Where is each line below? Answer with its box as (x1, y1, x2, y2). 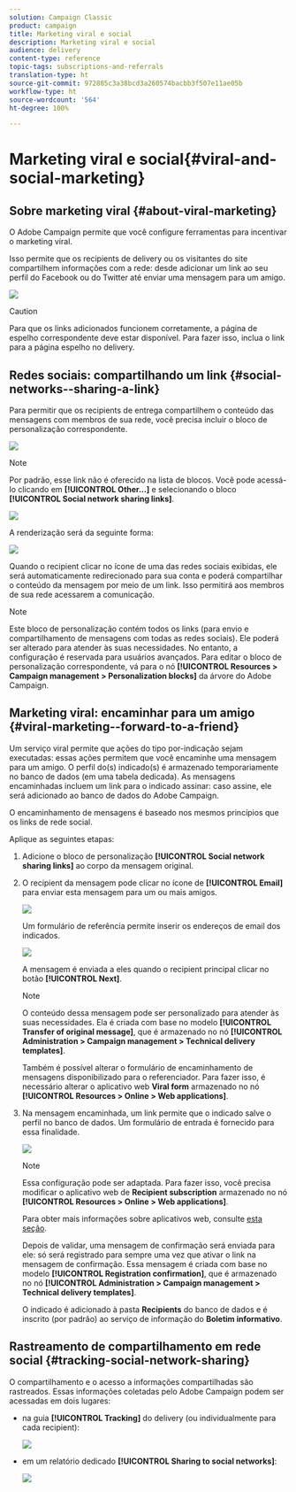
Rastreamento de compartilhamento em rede (9, 1339, 262, 1355)
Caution (9, 306, 38, 317)
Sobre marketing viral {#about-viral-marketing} (9, 203, 277, 218)
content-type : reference (9, 54, 101, 63)
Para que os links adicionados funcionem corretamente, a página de (9, 323, 258, 334)
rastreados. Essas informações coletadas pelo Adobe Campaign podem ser (9, 1386, 285, 1396)
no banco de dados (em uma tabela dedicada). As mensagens (9, 771, 236, 782)
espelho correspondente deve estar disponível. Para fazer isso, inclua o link (9, 333, 285, 344)
